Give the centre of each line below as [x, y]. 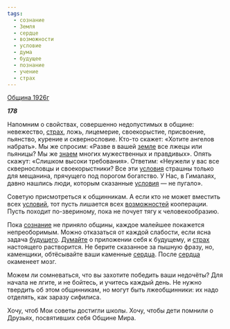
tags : [15, 14]
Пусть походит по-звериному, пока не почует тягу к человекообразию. [113, 211]
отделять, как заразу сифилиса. [54, 297]
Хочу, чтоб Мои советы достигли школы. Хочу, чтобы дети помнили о [110, 311]
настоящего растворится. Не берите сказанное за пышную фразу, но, [111, 247]
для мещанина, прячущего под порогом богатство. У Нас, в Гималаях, [112, 176]
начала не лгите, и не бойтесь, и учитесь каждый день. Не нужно [105, 283]
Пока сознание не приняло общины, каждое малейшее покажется [106, 225]
